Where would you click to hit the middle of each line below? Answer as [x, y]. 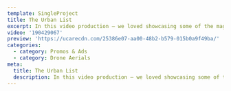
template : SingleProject [43, 13]
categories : [24, 45]
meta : [15, 64]
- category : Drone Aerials [52, 58]
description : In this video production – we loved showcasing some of [117, 77]
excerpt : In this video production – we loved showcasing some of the [110, 26]
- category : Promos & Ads [51, 52]
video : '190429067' [35, 32]
